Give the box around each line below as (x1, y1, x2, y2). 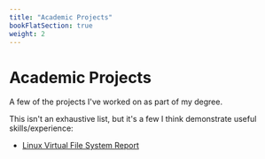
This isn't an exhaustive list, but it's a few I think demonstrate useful (9, 114, 257, 125)
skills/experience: (9, 123, 74, 133)
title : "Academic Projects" (9, 12, 113, 22)
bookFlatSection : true (9, 21, 93, 30)
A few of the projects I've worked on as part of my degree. (9, 96, 223, 107)
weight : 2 (9, 29, 46, 38)
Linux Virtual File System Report (21, 140, 140, 151)
